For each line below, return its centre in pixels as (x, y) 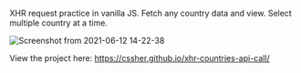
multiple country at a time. (58, 23)
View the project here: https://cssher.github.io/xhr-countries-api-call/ (140, 58)
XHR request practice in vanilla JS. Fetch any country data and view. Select (150, 13)
